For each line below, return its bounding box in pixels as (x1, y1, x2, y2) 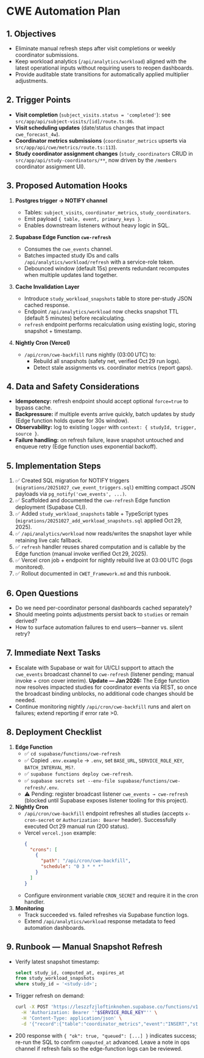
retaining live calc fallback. (15, 537, 83, 544)
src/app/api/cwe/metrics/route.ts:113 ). (15, 143, 118, 151)
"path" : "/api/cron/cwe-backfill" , (40, 858, 131, 864)
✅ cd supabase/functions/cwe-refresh (24, 749, 121, 757)
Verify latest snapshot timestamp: (15, 958, 100, 965)
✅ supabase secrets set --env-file (24, 777, 116, 784)
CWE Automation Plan (6, 4, 121, 18)
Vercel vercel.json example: (24, 829, 96, 837)
